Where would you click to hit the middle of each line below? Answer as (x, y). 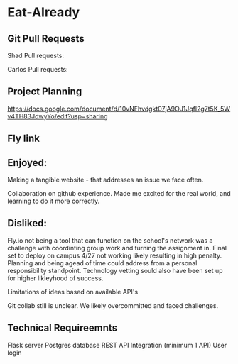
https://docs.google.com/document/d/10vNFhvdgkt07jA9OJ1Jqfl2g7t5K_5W (119, 109)
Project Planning (45, 92)
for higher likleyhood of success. (55, 278)
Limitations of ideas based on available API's (73, 292)
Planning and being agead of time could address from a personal (102, 263)
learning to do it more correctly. (54, 201)
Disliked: (27, 223)
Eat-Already (44, 12)
